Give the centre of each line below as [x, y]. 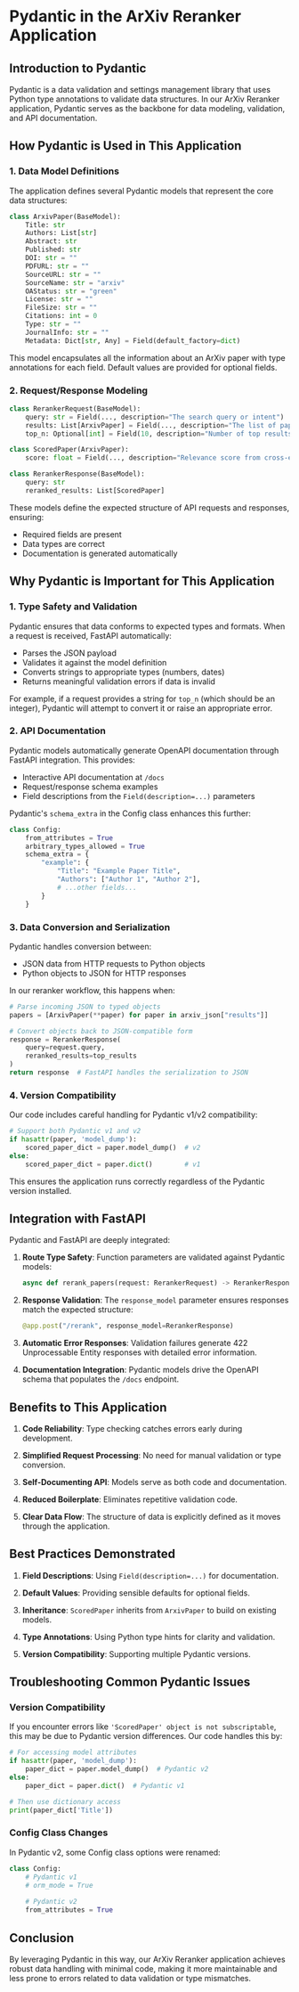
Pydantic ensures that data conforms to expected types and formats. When [147, 626]
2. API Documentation [58, 731]
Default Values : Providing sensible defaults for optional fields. [136, 1593]
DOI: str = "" [51, 258]
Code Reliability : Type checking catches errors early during [132, 1428]
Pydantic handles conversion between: [81, 946]
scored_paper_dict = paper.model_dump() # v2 [113, 1147]
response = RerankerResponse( [65, 1040]
